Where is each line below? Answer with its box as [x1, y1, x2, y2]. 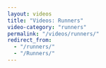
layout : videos [7, 10, 52, 18]
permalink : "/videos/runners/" [7, 30, 100, 38]
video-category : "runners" [7, 23, 87, 30]
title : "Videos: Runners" [7, 17, 83, 24]
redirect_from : [7, 37, 52, 44]
